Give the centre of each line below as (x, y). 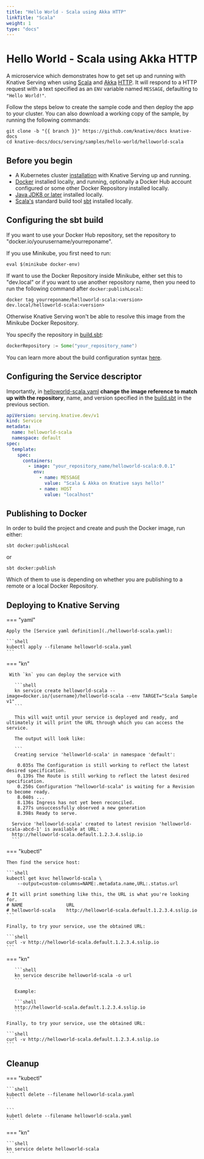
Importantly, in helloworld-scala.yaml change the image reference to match (102, 391)
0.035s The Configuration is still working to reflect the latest (103, 766)
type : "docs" (23, 29)
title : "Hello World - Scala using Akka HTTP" (66, 12)
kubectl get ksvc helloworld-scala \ (54, 879)
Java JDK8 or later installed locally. (59, 195)
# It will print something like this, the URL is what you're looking (98, 895)
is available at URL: (72, 830)
